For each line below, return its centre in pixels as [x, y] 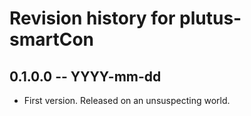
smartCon [52, 39]
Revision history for [92, 18]
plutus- [210, 18]
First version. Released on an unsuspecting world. [127, 100]
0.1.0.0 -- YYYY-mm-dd [85, 76]
